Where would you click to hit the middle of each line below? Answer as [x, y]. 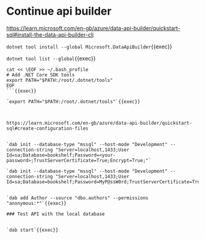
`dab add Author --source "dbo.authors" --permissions [77, 198]
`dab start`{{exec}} [33, 230]
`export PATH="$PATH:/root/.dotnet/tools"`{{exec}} [73, 101]
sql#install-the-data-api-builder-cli [50, 34]
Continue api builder [59, 11]
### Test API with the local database [56, 214]
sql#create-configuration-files [47, 128]
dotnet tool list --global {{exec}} [51, 58]
